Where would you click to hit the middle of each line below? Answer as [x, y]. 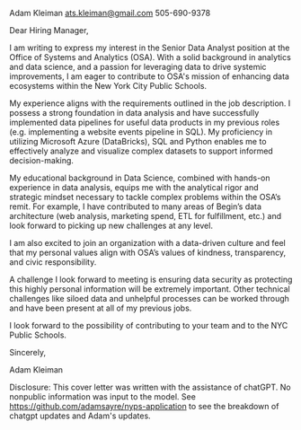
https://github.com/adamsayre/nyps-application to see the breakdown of [144, 406]
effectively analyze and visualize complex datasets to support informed [142, 151]
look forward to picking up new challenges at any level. [111, 225]
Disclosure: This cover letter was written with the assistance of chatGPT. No [150, 387]
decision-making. [42, 160]
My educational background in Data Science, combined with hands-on [140, 178]
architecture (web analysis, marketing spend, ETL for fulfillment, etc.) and [145, 216]
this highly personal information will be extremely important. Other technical [150, 289]
